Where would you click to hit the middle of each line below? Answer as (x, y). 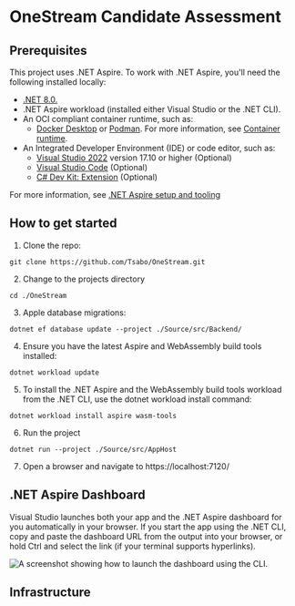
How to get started (63, 224)
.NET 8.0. (40, 99)
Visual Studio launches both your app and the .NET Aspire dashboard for (146, 517)
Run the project (51, 432)
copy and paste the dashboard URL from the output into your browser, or (146, 536)
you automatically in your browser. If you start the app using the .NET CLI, (148, 527)
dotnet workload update (55, 372)
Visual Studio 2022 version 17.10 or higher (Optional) (134, 158)
